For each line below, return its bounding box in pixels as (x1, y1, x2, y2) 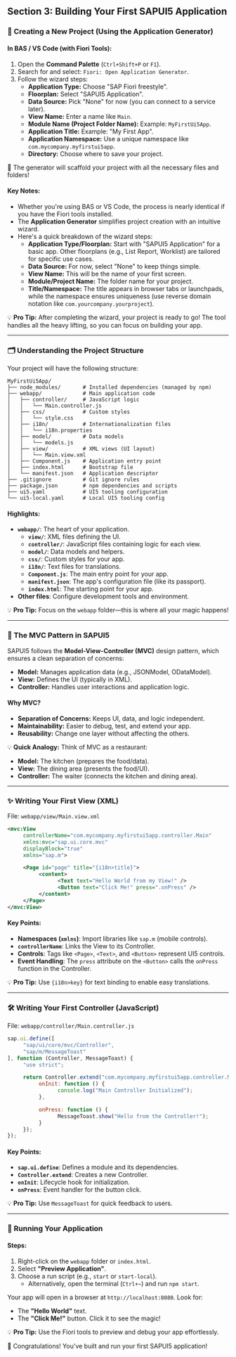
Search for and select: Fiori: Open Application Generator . (17, 67, 190, 76)
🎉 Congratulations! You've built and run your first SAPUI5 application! (7, 1342, 208, 1350)
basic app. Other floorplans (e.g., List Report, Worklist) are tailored (27, 247, 221, 255)
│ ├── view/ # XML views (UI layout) (7, 446, 156, 453)
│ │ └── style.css (7, 415, 74, 422)
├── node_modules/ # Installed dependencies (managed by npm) (7, 384, 212, 391)
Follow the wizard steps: (17, 75, 88, 83)
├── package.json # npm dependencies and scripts (7, 482, 178, 489)
